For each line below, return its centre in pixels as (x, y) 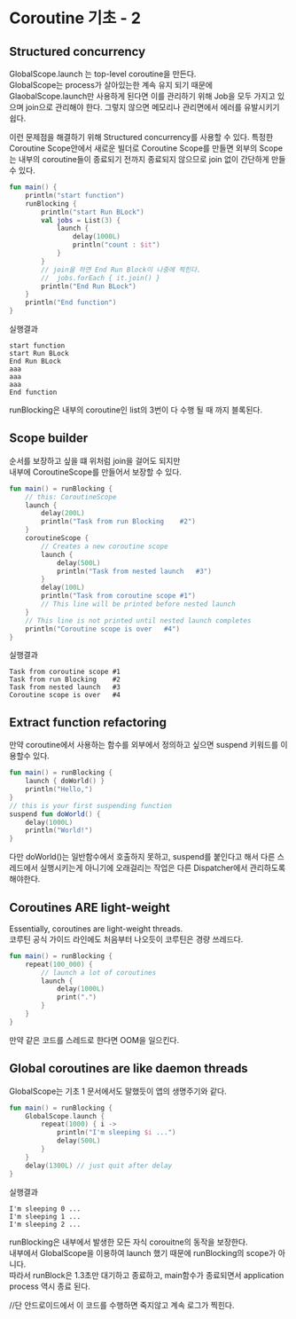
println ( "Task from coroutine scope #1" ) (119, 596)
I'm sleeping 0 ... (45, 1209)
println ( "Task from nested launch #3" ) (134, 571)
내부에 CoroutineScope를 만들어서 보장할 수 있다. (95, 472)
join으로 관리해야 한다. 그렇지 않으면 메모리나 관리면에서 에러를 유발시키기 (152, 107)
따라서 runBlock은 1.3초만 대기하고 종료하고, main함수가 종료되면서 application (147, 1275)
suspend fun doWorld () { (55, 814)
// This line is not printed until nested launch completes (138, 620)
